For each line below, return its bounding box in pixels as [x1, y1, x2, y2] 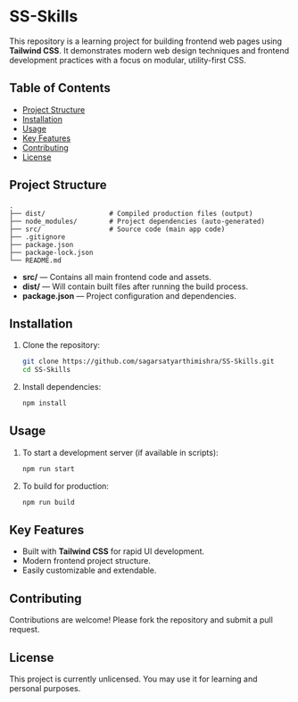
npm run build [21, 498, 75, 507]
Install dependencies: [21, 382, 102, 392]
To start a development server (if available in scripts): [21, 447, 219, 458]
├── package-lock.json [9, 248, 94, 257]
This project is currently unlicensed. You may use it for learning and [9, 673, 258, 684]
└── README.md [9, 256, 62, 265]
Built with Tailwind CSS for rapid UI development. [21, 546, 205, 557]
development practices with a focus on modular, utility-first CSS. [9, 54, 247, 65]
